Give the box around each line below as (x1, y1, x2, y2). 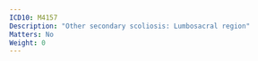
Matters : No (9, 30, 54, 39)
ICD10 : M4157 (9, 13, 58, 22)
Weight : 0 (9, 38, 47, 48)
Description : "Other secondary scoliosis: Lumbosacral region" (9, 22, 251, 30)
